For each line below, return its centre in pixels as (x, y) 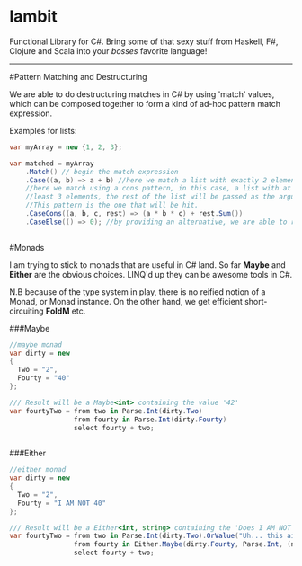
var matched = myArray (52, 164)
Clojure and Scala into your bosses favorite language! (108, 50)
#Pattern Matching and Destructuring (78, 76)
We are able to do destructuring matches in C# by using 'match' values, (142, 94)
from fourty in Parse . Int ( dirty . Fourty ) (150, 420)
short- (256, 301)
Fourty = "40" (44, 378)
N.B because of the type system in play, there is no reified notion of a (138, 292)
